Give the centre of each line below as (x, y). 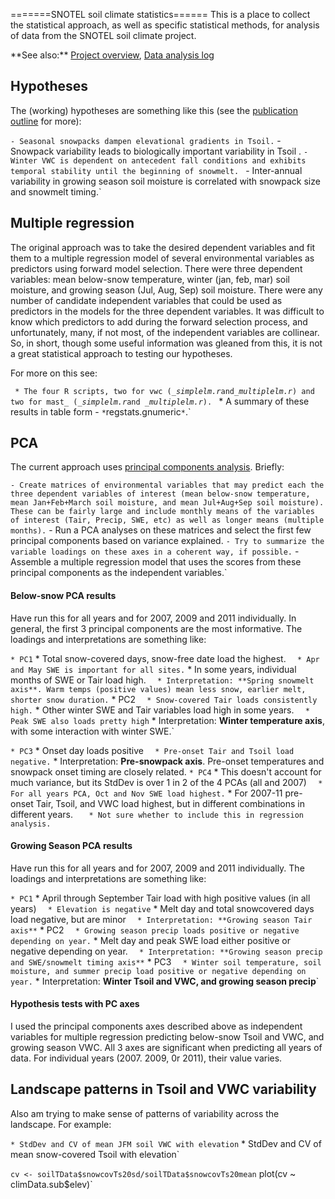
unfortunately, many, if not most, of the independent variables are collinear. (165, 332)
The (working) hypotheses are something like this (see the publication (154, 110)
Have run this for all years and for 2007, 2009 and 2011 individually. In (153, 618)
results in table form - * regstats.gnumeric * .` (101, 411)
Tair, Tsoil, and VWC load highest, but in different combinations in (170, 803)
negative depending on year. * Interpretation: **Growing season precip (166, 951)
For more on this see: (54, 373)
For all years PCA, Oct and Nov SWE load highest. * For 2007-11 (146, 793)
